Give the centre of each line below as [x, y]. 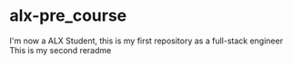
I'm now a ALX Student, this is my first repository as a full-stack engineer [146, 41]
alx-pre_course [68, 16]
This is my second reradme [61, 50]
